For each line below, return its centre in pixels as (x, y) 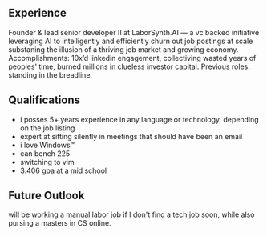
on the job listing (47, 128)
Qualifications (44, 100)
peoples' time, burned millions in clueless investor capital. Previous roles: (129, 66)
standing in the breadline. (51, 74)
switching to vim (47, 162)
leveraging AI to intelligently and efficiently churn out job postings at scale (131, 41)
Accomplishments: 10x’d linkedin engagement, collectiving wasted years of (132, 58)
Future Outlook (47, 196)
